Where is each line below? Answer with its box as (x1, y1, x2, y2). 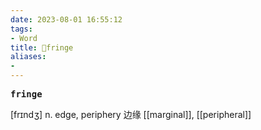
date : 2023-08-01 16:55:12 (10, 14, 123, 25)
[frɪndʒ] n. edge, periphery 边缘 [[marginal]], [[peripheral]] (10, 109, 252, 120)
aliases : (10, 52, 47, 62)
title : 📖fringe (10, 42, 74, 53)
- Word (10, 33, 38, 43)
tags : (10, 24, 33, 34)
